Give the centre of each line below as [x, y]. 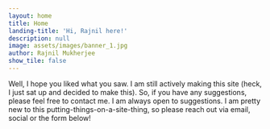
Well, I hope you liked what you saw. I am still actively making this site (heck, [135, 83]
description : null [39, 38]
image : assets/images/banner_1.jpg [68, 46]
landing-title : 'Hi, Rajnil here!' [68, 31]
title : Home [28, 23]
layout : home [30, 16]
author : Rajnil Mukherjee [52, 53]
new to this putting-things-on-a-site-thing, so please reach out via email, [129, 109]
